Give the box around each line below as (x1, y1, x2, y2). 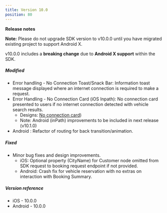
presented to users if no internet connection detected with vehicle (12, 101, 149, 108)
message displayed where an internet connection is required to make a (12, 85, 159, 91)
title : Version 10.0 (5, 7, 48, 13)
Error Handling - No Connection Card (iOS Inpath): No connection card (12, 96, 158, 102)
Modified (5, 67, 24, 73)
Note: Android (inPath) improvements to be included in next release (19, 118, 159, 124)
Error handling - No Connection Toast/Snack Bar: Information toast (12, 80, 150, 86)
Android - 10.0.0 (12, 203, 46, 209)
